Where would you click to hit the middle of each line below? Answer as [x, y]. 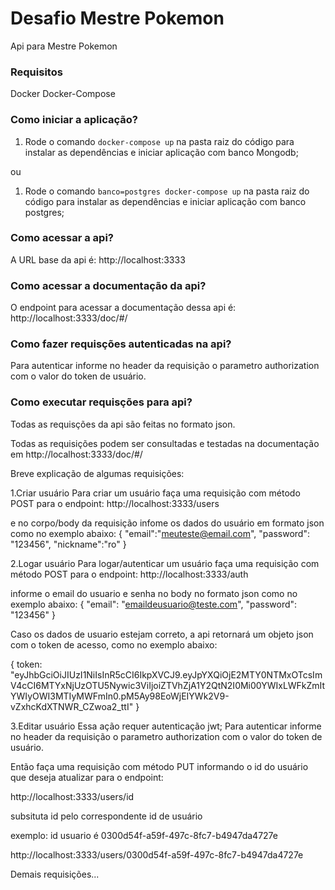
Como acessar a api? [62, 238]
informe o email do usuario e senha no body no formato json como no [154, 593]
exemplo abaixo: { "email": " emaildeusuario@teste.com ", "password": [154, 604]
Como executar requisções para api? [101, 402]
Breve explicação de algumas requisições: [97, 473]
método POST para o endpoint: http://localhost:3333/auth [129, 574]
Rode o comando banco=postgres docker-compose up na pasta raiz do [167, 191]
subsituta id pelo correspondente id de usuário [106, 816]
